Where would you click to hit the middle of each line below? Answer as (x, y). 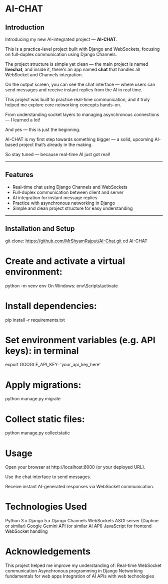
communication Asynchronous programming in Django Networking (74, 571)
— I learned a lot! (23, 120)
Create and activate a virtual (65, 261)
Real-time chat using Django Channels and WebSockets (70, 187)
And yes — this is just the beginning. (43, 129)
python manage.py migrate (33, 399)
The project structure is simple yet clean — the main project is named (77, 64)
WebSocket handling (26, 531)
